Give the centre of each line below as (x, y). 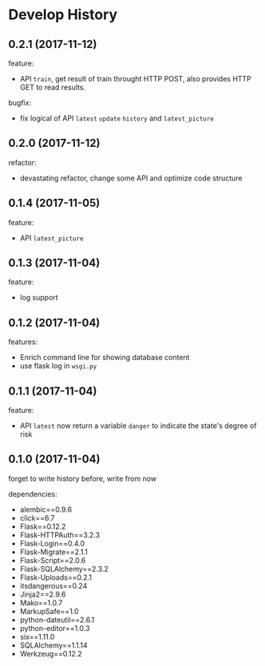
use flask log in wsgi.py (58, 366)
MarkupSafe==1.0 (49, 611)
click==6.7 (37, 517)
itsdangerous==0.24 (53, 585)
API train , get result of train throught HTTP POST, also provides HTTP (135, 79)
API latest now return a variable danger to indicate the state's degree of (138, 426)
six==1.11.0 (37, 636)
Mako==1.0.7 (41, 603)
